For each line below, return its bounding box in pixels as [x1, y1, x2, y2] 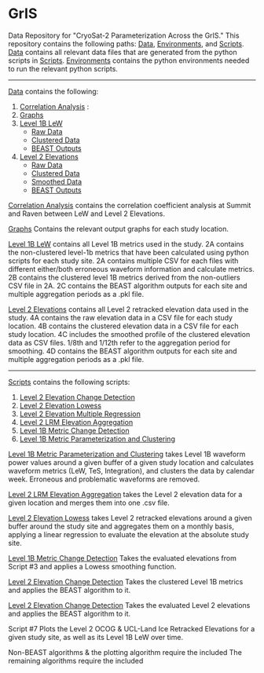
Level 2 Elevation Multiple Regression [19, 409, 141, 419]
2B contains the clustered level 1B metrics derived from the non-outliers [8, 272, 241, 282]
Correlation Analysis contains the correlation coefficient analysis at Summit [8, 200, 251, 210]
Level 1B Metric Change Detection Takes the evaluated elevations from [8, 553, 237, 562]
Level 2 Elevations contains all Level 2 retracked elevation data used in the [8, 304, 249, 314]
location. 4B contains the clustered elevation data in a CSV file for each [8, 321, 239, 331]
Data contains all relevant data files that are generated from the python [8, 47, 237, 57]
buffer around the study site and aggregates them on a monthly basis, [8, 521, 234, 531]
